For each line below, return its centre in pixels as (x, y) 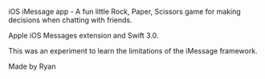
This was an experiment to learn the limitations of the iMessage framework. (133, 51)
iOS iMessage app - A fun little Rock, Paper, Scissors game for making (124, 12)
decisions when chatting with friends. (70, 20)
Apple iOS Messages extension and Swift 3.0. (84, 36)
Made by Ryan (32, 66)
